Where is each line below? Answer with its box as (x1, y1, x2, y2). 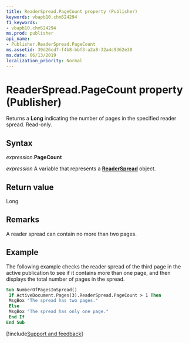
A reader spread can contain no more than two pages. (6, 230, 137, 237)
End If (8, 314, 25, 320)
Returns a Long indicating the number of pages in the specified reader (6, 115, 177, 122)
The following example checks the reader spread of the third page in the (6, 263, 181, 270)
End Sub (6, 320, 25, 325)
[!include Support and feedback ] (6, 330, 83, 337)
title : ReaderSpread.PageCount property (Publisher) (6, 8, 138, 15)
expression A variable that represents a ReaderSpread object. (6, 165, 156, 172)
